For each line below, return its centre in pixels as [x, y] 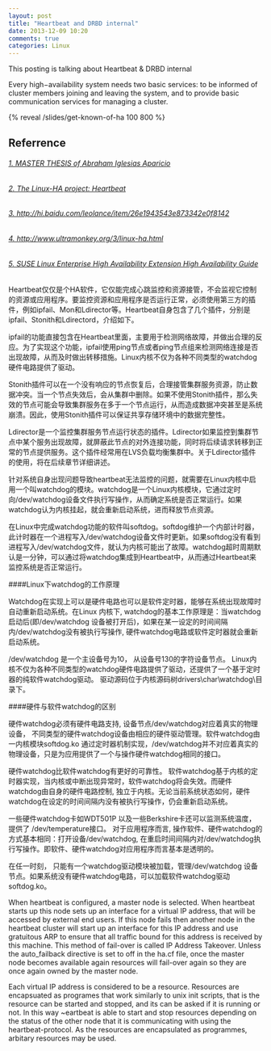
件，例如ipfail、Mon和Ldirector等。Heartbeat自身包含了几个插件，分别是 [130, 310]
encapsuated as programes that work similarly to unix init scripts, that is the [134, 995]
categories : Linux [39, 46]
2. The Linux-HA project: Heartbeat [67, 188]
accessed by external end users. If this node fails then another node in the [132, 920]
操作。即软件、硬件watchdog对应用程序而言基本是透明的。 [120, 849]
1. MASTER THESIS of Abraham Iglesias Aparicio [90, 163]
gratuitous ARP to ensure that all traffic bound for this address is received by [135, 937]
